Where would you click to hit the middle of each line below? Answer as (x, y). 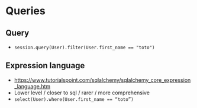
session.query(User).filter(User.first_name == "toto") (84, 47)
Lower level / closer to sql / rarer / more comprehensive (82, 93)
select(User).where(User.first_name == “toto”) (74, 99)
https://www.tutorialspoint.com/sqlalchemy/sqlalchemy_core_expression (102, 80)
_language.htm (32, 86)
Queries (25, 11)
